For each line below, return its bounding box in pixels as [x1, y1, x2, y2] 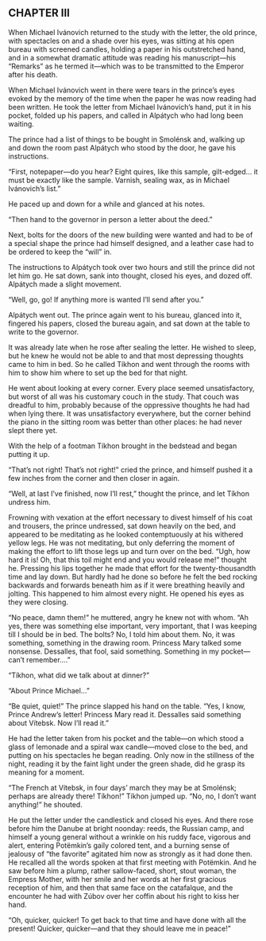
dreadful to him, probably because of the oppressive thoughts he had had [8, 400, 250, 409]
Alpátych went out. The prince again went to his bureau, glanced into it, [8, 310, 242, 319]
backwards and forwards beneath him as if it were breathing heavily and [8, 580, 245, 590]
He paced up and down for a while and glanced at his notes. [8, 199, 205, 209]
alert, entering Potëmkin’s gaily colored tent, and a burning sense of [8, 840, 230, 850]
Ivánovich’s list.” [8, 183, 61, 193]
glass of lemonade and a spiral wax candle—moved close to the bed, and [8, 742, 249, 752]
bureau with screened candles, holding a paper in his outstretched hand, [8, 44, 246, 54]
